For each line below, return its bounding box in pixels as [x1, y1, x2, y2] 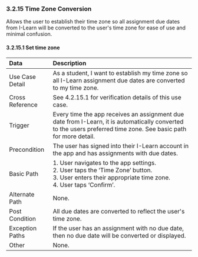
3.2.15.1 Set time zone [6, 44, 60, 51]
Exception [9, 224, 37, 232]
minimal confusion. [6, 31, 52, 38]
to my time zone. [52, 84, 99, 92]
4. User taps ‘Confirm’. [52, 181, 115, 189]
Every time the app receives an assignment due [52, 110, 184, 118]
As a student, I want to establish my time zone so [52, 69, 188, 77]
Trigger [9, 121, 29, 129]
